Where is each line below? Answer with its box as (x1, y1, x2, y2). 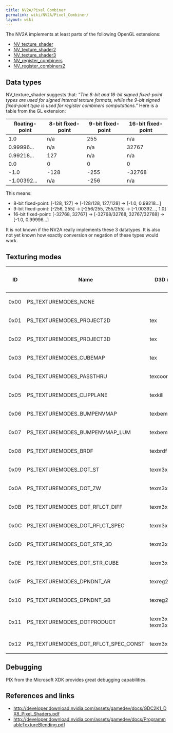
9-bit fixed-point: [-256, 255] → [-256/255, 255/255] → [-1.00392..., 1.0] (13, 206, 166, 212)
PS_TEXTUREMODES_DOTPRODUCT (27, 618, 116, 625)
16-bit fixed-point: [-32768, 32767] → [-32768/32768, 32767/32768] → (13, 211, 165, 218)
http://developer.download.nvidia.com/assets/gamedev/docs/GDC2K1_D (13, 705, 167, 711)
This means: (6, 190, 32, 196)
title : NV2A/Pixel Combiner (6, 7, 66, 13)
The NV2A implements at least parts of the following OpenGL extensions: (6, 31, 161, 38)
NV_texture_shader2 (13, 47, 56, 53)
